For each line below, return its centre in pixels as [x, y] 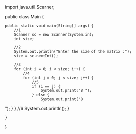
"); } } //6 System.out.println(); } [37, 109]
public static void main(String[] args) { [49, 26]
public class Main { [24, 17]
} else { [41, 95]
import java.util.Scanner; [30, 7]
